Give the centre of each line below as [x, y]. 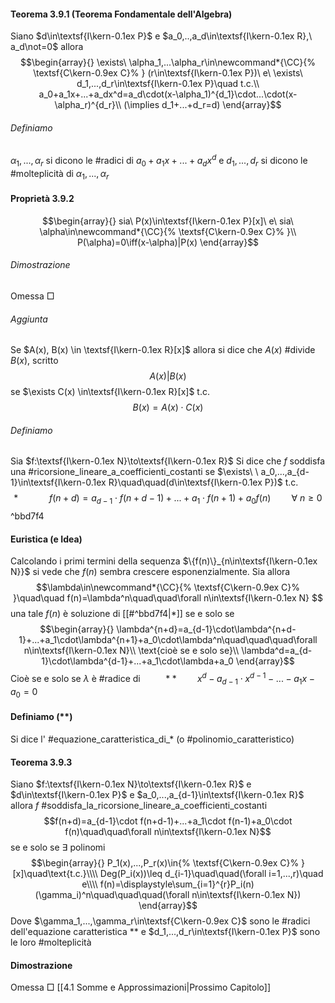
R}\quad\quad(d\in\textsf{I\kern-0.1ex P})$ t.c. [203, 482]
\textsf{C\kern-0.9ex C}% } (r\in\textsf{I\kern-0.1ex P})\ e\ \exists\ [168, 73]
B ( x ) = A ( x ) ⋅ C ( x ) [168, 407]
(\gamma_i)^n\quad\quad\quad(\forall [112, 895]
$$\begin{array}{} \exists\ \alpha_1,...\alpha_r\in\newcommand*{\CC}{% [168, 62]
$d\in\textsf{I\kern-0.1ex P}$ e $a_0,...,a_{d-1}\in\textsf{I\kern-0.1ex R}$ [157, 795]
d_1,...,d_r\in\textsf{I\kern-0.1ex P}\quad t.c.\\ [168, 84]
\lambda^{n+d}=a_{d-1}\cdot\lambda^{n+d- [206, 629]
